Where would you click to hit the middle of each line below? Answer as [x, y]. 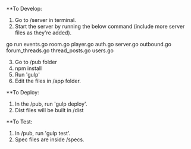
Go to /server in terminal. [45, 20]
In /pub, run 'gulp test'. [43, 133]
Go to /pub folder [36, 62]
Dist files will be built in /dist [49, 110]
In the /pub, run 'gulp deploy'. [51, 104]
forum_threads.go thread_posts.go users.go [60, 50]
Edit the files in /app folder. [48, 81]
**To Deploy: [23, 92]
